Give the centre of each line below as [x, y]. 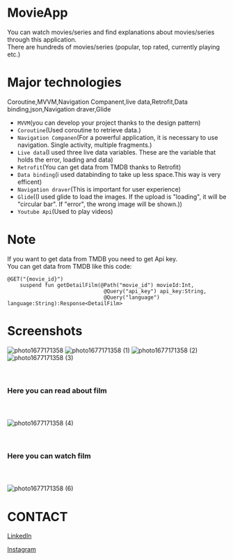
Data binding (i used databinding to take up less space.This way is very [119, 174]
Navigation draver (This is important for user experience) [99, 189]
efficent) [30, 182]
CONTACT [38, 516]
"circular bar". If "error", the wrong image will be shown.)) [100, 204]
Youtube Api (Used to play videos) [65, 211]
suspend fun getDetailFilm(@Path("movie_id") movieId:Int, [107, 285]
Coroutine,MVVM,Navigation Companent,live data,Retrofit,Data [97, 102]
